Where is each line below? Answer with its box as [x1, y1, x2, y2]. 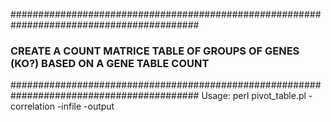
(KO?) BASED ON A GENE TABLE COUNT [10, 56, 210, 70]
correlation [10, 100, 55, 113]
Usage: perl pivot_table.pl [201, 90, 307, 102]
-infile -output [56, 100, 115, 113]
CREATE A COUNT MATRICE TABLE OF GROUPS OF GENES [10, 44, 300, 58]
